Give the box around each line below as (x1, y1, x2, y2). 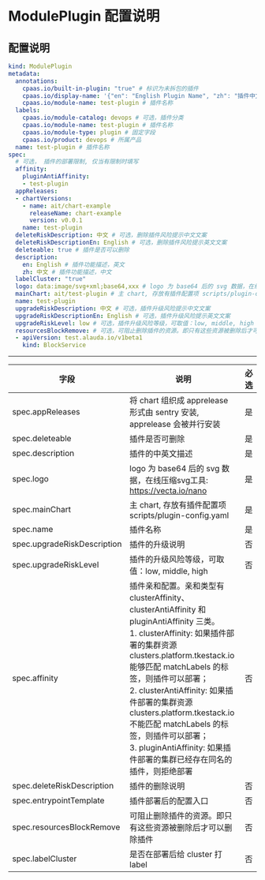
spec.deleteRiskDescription (12, 781, 114, 792)
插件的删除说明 (129, 781, 185, 792)
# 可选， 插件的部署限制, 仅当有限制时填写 (15, 158, 140, 166)
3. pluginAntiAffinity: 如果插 (129, 743, 231, 754)
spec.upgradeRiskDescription (12, 538, 122, 549)
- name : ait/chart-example (22, 202, 111, 210)
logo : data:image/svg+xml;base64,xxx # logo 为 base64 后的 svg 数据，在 (15, 283, 255, 290)
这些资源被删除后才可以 (137, 822, 225, 833)
